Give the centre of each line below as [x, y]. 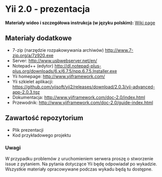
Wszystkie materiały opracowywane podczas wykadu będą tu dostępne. [79, 169]
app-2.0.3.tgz [26, 92]
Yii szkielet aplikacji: [33, 81]
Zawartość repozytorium [44, 118]
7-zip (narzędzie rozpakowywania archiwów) [58, 50]
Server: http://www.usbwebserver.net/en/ [55, 61]
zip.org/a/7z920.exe [33, 55]
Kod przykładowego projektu [42, 135]
